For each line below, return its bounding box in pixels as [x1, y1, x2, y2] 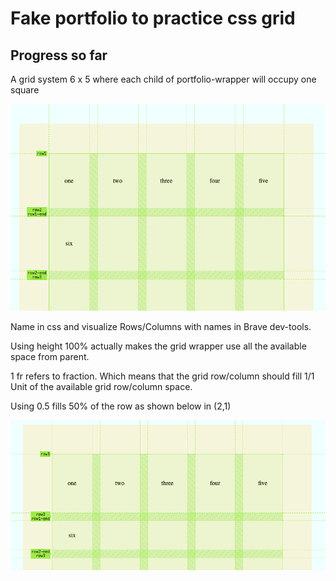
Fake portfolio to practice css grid [10, 7, 296, 30]
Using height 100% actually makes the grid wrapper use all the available [10, 340, 307, 352]
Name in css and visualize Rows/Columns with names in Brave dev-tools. [10, 321, 312, 333]
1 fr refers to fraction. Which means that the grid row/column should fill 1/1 [10, 370, 315, 382]
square [10, 84, 40, 96]
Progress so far [10, 47, 108, 64]
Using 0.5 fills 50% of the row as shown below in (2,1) [10, 400, 232, 412]
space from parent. [10, 351, 90, 363]
